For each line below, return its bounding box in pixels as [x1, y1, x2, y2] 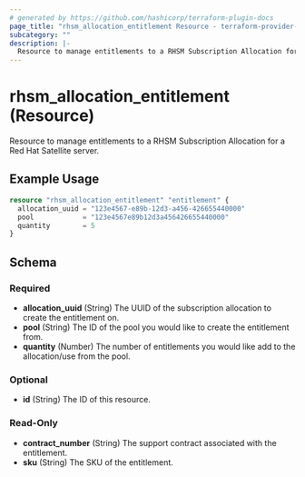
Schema [9, 254, 57, 270]
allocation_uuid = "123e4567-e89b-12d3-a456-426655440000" [17, 204, 246, 214]
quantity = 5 [17, 221, 95, 230]
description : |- [9, 38, 71, 48]
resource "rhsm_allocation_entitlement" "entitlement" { [9, 195, 230, 204]
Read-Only [9, 417, 59, 430]
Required [9, 282, 51, 294]
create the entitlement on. [22, 312, 120, 323]
